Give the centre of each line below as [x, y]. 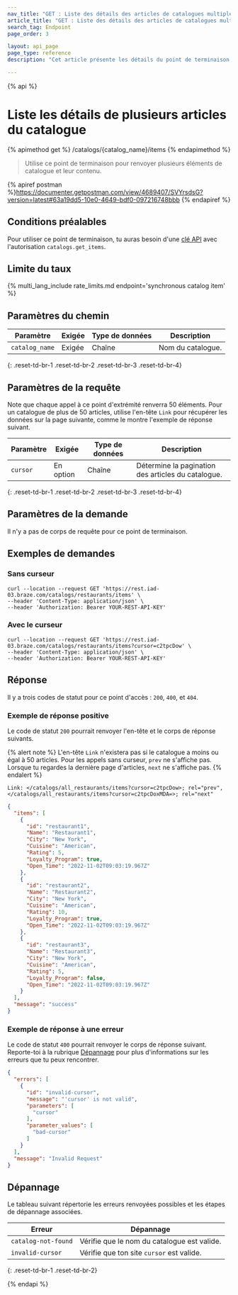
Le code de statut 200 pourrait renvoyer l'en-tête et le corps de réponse [112, 731]
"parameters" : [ [50, 1106]
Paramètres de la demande [68, 514]
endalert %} [25, 775]
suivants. [21, 738]
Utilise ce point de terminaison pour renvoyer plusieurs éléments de [124, 163]
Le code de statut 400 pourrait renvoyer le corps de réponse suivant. [107, 1045]
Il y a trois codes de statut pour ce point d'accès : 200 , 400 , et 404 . [103, 697]
